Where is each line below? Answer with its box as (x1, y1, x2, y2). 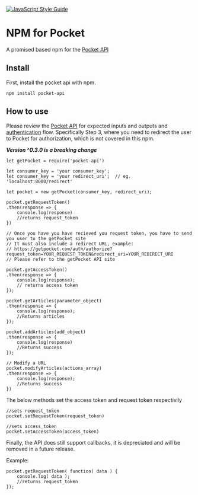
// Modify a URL (6, 360, 46, 366)
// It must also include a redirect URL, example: (6, 241, 134, 247)
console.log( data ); (17, 473, 70, 480)
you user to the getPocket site (6, 235, 86, 241)
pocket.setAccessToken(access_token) (6, 429, 100, 435)
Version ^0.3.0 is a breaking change (6, 146, 97, 154)
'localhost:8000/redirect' (6, 178, 73, 184)
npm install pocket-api (6, 90, 65, 96)
